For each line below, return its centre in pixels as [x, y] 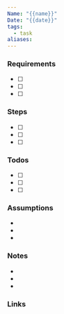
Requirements [32, 64]
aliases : [20, 40]
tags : [15, 26]
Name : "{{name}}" [32, 14]
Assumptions [30, 207]
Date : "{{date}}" [32, 20]
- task [23, 33]
